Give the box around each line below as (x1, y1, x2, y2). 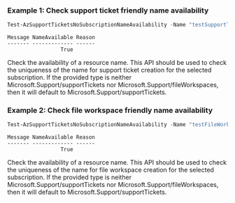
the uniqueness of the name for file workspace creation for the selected (7, 166, 215, 174)
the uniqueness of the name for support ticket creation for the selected (7, 66, 212, 75)
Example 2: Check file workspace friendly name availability (7, 105, 213, 115)
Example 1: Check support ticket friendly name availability (7, 6, 209, 15)
